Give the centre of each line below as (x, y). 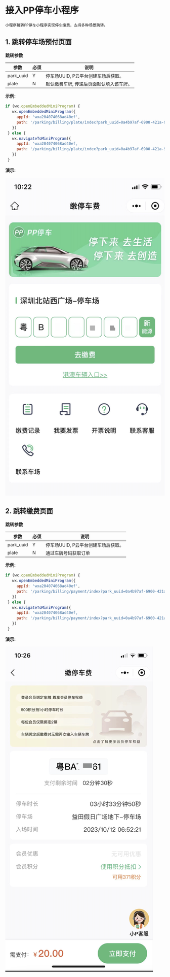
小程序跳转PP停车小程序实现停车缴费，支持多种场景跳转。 (56, 25)
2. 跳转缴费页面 (29, 511)
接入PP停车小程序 (42, 10)
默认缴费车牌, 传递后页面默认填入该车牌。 (89, 84)
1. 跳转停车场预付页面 (38, 42)
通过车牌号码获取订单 (68, 553)
